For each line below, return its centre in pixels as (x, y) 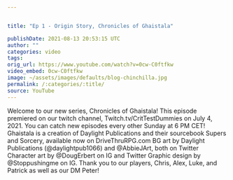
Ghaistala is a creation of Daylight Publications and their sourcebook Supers (117, 133)
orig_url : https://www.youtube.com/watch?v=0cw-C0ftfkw (90, 65)
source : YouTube (31, 91)
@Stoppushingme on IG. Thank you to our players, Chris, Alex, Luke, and (112, 162)
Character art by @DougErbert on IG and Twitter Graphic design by (104, 155)
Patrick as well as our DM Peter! (53, 170)
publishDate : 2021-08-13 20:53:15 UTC (64, 39)
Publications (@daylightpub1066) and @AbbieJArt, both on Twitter (103, 148)
